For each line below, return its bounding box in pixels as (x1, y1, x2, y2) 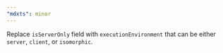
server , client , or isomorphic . (6, 37, 93, 46)
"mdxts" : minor (6, 10, 52, 18)
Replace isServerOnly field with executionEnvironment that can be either (6, 30, 217, 38)
